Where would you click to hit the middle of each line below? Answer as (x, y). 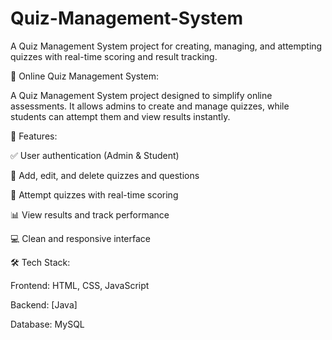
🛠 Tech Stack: (40, 262)
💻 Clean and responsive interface (80, 238)
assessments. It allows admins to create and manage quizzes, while (150, 106)
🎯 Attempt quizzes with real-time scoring (94, 194)
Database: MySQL (47, 324)
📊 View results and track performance (90, 214)
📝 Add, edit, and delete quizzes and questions (105, 175)
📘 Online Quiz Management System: (85, 76)
